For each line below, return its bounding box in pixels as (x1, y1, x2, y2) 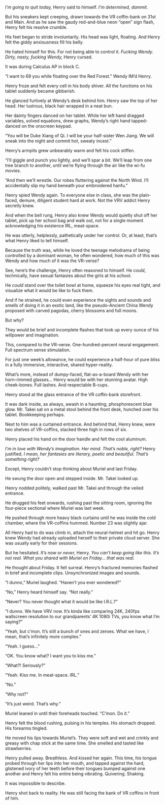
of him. (5, 795, 20, 801)
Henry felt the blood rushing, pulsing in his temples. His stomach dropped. (5, 720, 156, 726)
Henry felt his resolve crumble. (5, 24, 68, 30)
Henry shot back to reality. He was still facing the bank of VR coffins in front (5, 790, 159, 796)
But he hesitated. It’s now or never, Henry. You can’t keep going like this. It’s (5, 550, 159, 555)
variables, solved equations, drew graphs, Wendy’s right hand (5, 118, 131, 123)
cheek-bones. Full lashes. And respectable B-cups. (5, 382, 109, 388)
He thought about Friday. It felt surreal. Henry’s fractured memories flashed (5, 565, 158, 570)
